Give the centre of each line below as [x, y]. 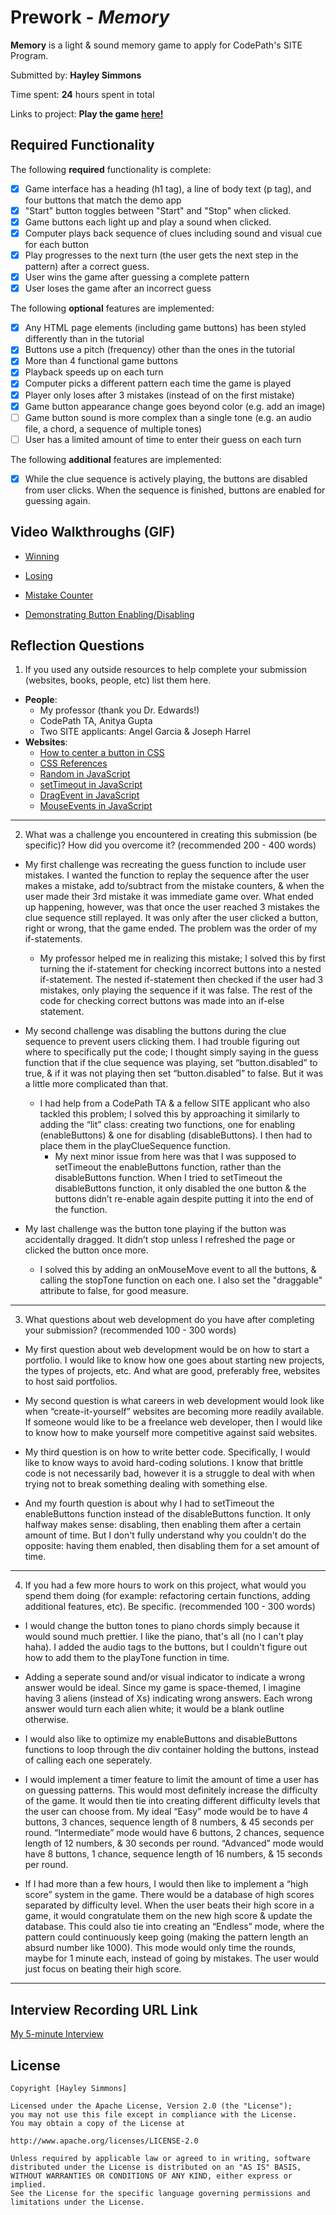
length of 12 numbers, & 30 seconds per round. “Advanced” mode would [174, 1843]
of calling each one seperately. [88, 1760]
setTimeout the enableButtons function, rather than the [168, 1167]
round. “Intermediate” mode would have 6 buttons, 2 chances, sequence [174, 1833]
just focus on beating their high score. [103, 1969]
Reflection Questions [77, 646]
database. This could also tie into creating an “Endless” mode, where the [174, 1927]
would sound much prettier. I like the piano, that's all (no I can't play [164, 1637]
